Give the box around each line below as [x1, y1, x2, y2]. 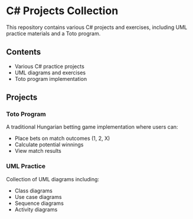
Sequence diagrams [14, 200, 64, 207]
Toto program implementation [14, 75, 87, 82]
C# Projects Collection [6, 4, 119, 18]
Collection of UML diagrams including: [6, 175, 99, 182]
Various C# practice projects [14, 63, 84, 70]
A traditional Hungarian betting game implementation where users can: [6, 123, 178, 130]
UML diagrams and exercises [14, 69, 86, 76]
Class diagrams [14, 187, 53, 194]
